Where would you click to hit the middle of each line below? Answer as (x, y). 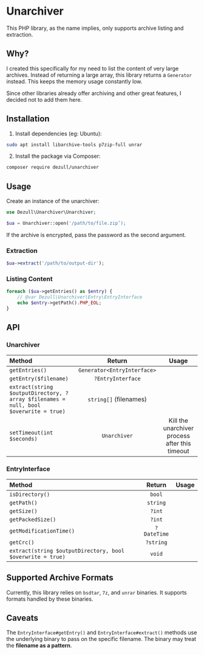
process (178, 436)
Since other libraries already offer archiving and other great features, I (94, 93)
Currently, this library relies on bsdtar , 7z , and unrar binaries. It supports (97, 592)
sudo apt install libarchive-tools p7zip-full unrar (74, 144)
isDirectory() (30, 494)
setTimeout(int (31, 433)
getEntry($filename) (39, 378)
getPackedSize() (33, 519)
